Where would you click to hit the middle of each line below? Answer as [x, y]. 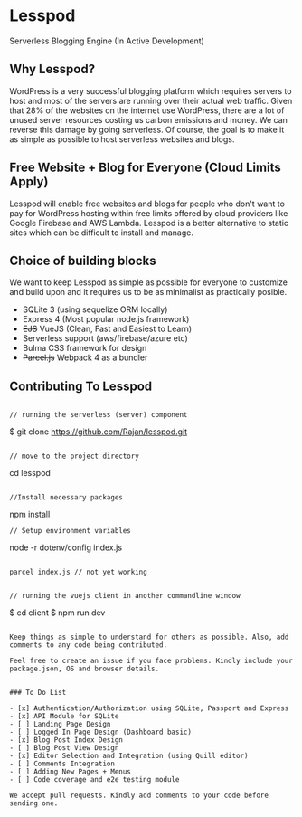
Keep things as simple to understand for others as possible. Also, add [149, 637]
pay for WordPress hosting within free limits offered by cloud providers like [149, 213]
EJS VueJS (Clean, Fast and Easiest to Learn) [107, 329]
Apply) [29, 182]
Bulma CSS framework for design [85, 348]
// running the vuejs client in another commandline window [125, 596]
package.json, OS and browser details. [85, 669]
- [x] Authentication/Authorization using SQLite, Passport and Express [149, 708]
